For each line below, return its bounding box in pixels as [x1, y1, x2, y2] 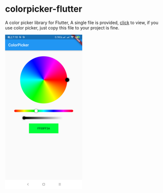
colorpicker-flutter [5, 3, 82, 15]
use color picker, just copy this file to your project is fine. [5, 24, 119, 30]
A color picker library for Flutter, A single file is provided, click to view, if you [5, 20, 159, 25]
